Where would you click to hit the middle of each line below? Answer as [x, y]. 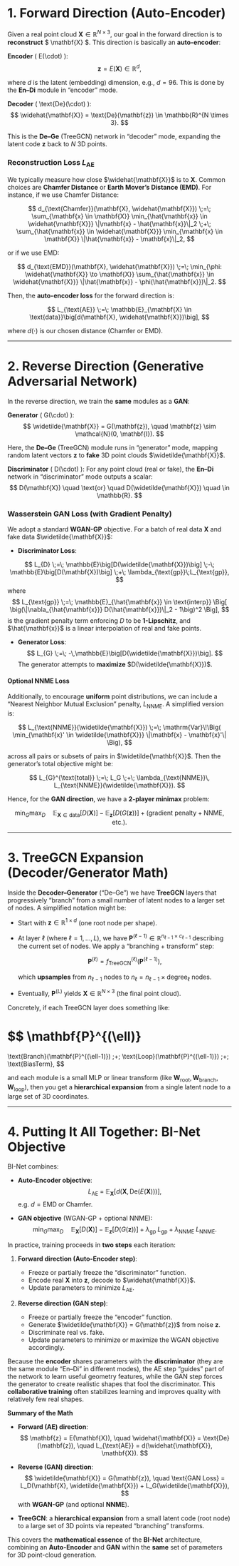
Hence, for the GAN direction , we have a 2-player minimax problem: [108, 799]
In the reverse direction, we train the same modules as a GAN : [99, 401]
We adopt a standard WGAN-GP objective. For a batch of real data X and [115, 529]
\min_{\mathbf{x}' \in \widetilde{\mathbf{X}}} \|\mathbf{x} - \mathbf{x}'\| [119, 735]
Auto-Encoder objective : [55, 1180]
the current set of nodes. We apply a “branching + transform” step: [116, 946]
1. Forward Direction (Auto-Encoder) [117, 13]
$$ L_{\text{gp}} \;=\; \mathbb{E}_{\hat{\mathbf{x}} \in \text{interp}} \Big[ [119, 602]
